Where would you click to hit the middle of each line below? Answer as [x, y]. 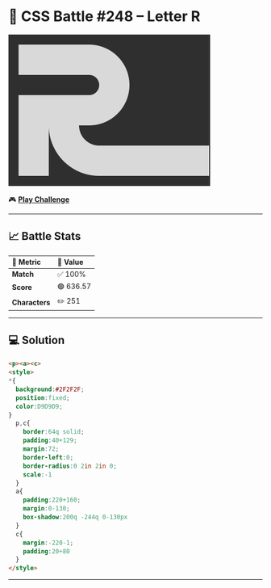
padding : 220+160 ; [52, 500]
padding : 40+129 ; [50, 441]
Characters [31, 302]
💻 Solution [37, 340]
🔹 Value [70, 262]
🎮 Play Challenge [39, 199]
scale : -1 [38, 475]
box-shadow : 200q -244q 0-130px [75, 517]
